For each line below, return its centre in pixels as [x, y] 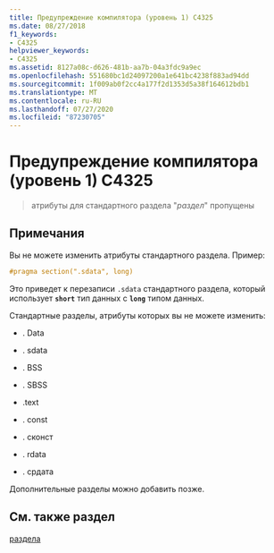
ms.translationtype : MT [54, 92]
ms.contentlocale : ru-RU [55, 101]
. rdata [34, 454]
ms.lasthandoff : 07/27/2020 [62, 109]
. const [35, 419]
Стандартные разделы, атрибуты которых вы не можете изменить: [137, 315]
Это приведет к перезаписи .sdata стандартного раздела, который [137, 288]
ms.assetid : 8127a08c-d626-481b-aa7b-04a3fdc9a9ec [105, 68]
